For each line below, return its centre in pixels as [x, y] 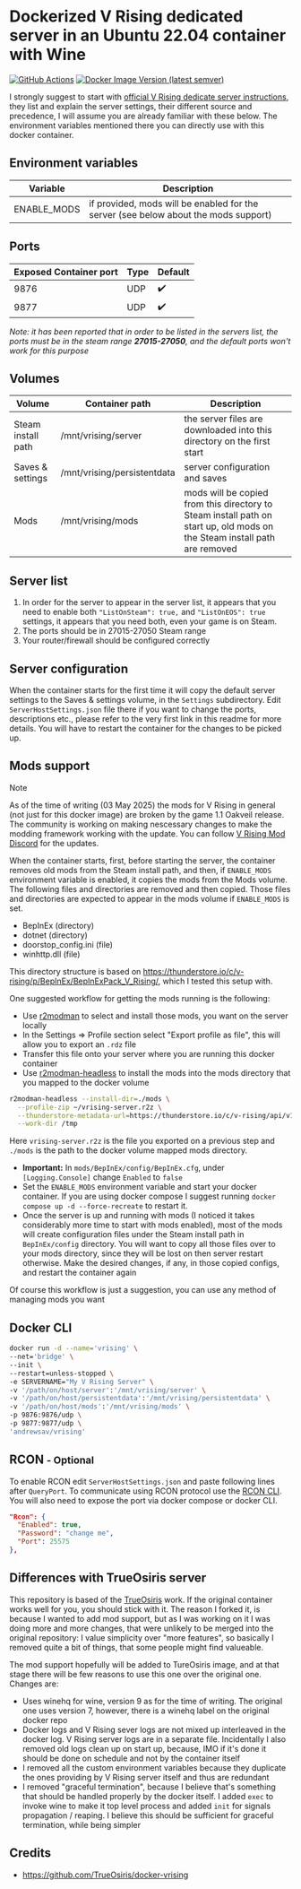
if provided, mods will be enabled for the [174, 204]
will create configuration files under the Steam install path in [133, 1235]
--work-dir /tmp [47, 1124]
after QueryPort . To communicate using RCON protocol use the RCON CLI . [146, 1491]
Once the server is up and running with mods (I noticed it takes [138, 1216]
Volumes [34, 378]
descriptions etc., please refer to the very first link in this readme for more [146, 719]
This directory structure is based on [75, 971]
